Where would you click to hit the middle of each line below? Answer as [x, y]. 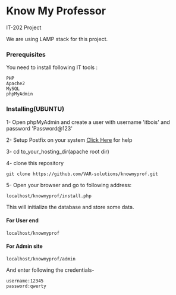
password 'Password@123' [40, 128]
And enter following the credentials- [50, 270]
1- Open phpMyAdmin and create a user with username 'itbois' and [88, 122]
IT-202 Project [24, 27]
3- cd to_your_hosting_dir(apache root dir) [58, 151]
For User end [22, 221]
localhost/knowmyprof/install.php [49, 196]
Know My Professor [56, 11]
